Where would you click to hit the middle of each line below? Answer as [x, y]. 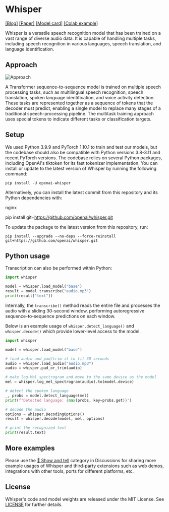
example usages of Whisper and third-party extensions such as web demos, [84, 466]
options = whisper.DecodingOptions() [45, 414]
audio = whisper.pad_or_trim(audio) [44, 368]
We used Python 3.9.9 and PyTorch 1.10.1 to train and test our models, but [81, 147]
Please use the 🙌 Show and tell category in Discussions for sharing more [81, 460]
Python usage [28, 256]
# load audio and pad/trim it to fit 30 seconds [57, 359]
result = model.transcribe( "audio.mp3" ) [48, 291]
